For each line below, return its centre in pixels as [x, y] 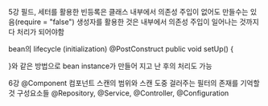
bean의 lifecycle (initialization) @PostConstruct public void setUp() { [121, 49]
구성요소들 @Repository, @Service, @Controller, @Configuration [123, 93]
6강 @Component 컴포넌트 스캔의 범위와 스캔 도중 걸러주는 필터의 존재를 [124, 83]
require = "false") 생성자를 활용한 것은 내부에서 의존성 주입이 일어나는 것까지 [138, 22]
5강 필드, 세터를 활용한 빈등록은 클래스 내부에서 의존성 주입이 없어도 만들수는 [128, 12]
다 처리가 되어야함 [36, 32]
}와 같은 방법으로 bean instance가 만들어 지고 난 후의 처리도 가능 [110, 66]
